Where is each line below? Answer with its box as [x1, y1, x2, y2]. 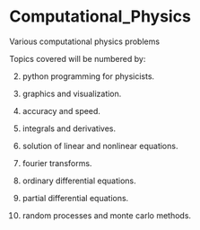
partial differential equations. [22, 192, 129, 203]
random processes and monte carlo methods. [22, 209, 191, 221]
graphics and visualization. [22, 88, 122, 99]
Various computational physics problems [9, 36, 160, 47]
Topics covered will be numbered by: [9, 53, 146, 64]
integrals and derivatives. [22, 123, 117, 134]
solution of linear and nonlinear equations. [22, 140, 178, 151]
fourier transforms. [22, 157, 92, 168]
